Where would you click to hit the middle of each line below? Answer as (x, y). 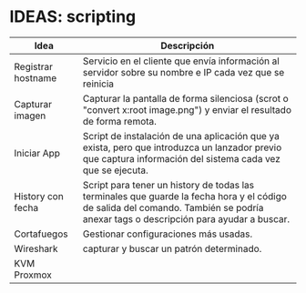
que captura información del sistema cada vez (181, 158)
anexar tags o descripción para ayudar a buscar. (186, 218)
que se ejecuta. (115, 170)
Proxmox (33, 275)
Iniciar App (37, 153)
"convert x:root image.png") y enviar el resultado (187, 109)
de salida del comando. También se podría (173, 207)
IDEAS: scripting (73, 17)
